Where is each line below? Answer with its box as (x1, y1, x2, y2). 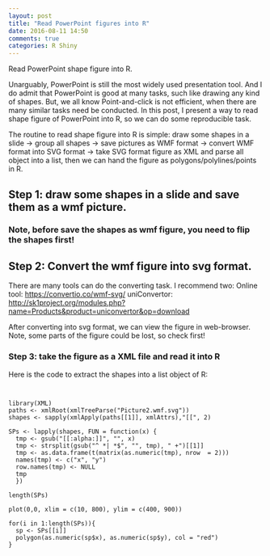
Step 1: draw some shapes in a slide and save (8, 187, 240, 201)
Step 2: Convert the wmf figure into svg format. (8, 259, 252, 273)
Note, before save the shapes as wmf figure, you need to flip (8, 224, 251, 235)
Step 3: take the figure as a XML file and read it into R (8, 351, 221, 362)
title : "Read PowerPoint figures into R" (8, 19, 150, 27)
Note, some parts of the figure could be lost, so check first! (8, 331, 206, 340)
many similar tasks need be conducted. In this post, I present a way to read (8, 106, 259, 116)
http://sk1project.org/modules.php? (8, 298, 126, 308)
